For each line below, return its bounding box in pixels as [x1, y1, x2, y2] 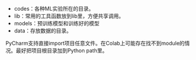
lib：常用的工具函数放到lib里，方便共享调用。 [14, 12, 125, 19]
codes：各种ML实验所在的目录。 [14, 5, 94, 12]
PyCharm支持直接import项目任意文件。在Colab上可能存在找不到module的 [5, 40, 185, 46]
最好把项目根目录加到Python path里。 [15, 47, 107, 54]
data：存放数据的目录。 [14, 27, 72, 34]
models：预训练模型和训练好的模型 [14, 20, 100, 26]
